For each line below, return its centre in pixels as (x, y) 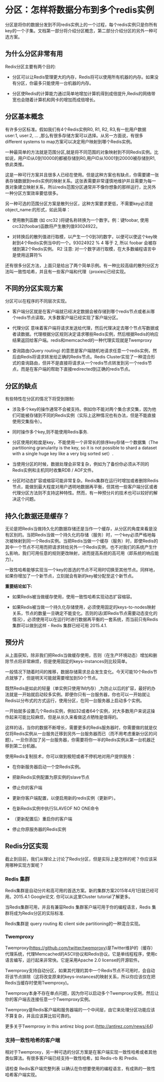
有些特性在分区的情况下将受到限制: (40, 399)
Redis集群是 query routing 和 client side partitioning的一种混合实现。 (74, 923)
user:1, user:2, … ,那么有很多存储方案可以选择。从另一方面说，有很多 (74, 135)
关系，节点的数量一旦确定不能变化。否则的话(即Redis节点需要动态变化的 (85, 613)
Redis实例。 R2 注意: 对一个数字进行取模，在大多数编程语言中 (94, 249)
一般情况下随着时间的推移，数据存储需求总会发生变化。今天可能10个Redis (79, 672)
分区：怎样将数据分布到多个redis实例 (80, 10)
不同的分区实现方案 (34, 288)
